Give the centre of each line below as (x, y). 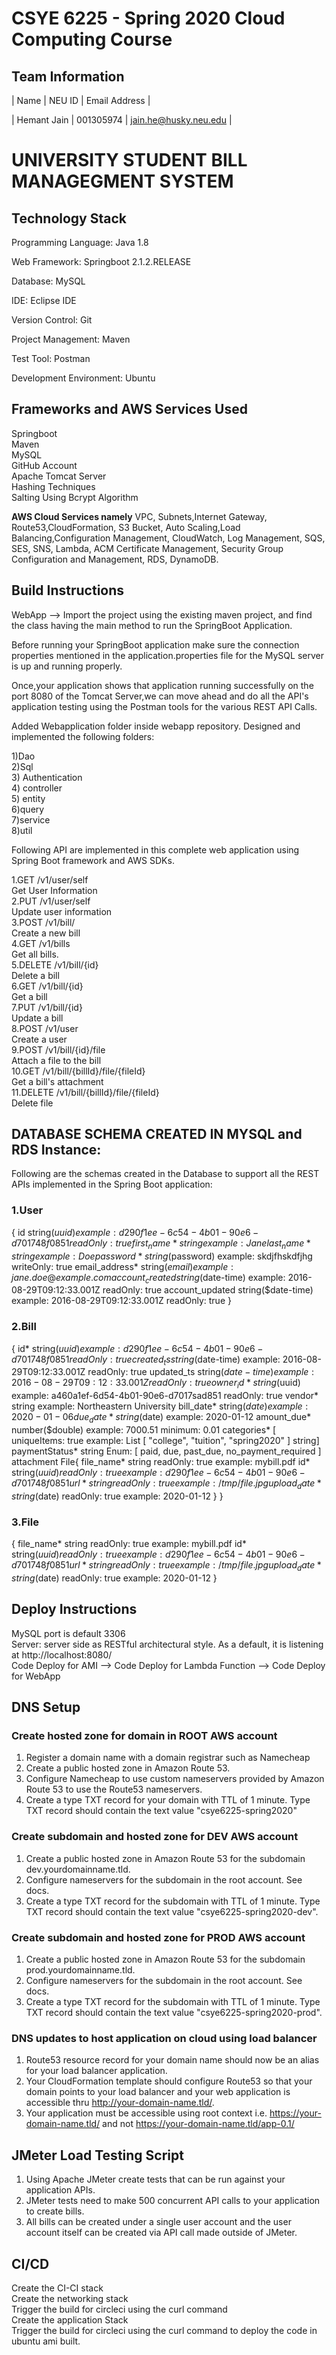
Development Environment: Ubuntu (83, 378)
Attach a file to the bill (56, 1060)
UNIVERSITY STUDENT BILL (129, 160)
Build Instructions (68, 590)
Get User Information (54, 890)
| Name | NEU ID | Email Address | (81, 100)
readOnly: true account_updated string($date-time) (208, 1290)
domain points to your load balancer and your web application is (158, 2092)
